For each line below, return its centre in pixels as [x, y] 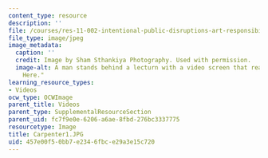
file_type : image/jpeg [46, 38]
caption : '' [35, 53]
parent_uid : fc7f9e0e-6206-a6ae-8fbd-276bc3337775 [94, 120]
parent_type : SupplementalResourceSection [80, 113]
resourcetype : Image [43, 127]
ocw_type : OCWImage [41, 97]
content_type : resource [48, 16]
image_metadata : [35, 45]
